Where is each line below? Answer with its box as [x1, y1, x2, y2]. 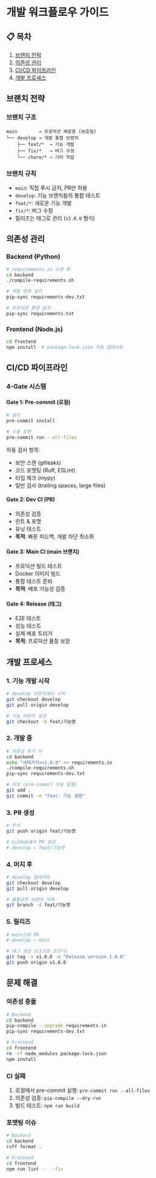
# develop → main [6, 937, 50, 944]
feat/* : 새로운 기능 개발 [15, 199, 72, 207]
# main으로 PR [6, 931, 39, 938]
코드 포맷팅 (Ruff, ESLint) [15, 466, 76, 474]
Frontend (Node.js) [6, 325, 63, 333]
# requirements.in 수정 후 [6, 266, 71, 273]
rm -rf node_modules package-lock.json [6, 1050, 107, 1057]
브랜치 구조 [6, 113, 37, 122]
